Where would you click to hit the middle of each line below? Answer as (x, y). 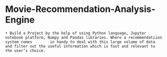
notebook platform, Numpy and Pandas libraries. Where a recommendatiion (84, 37)
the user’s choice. (25, 50)
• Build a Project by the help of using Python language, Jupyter (76, 33)
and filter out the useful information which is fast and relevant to (80, 46)
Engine (20, 20)
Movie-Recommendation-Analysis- (80, 9)
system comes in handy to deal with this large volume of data (80, 42)
